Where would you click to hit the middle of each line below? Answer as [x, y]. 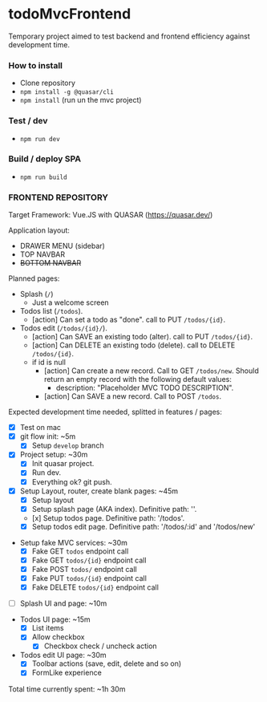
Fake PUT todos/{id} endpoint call [89, 578]
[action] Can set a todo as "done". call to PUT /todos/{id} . [129, 320]
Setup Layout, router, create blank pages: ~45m [99, 491]
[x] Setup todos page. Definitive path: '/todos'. [108, 517]
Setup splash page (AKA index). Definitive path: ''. [114, 509]
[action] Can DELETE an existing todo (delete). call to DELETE [133, 345]
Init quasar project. [63, 464]
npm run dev [40, 139]
